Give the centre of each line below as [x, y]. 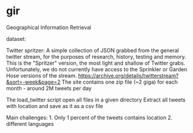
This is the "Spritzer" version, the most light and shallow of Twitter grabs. [96, 63]
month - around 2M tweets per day [49, 88]
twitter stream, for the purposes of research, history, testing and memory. [96, 56]
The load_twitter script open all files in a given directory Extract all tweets [96, 100]
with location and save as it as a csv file [55, 106]
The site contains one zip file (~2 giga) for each [120, 82]
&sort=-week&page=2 [33, 82]
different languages [30, 123]
